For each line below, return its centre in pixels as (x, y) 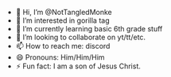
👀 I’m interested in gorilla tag (62, 20)
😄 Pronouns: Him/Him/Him (60, 57)
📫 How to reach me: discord (63, 46)
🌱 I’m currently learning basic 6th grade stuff (89, 29)
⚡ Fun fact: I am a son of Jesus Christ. (78, 66)
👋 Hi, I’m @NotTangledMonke (64, 12)
